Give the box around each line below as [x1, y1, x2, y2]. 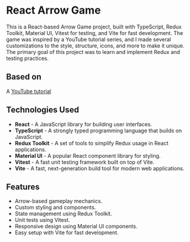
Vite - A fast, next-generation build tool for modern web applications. [14, 164, 185, 172]
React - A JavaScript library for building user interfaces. [14, 120, 153, 128]
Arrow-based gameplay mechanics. [14, 198, 103, 205]
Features [6, 181, 40, 192]
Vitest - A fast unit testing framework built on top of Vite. [14, 158, 154, 165]
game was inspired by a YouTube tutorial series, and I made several [6, 36, 171, 43]
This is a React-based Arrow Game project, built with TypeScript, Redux [6, 23, 182, 30]
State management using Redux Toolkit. [14, 210, 113, 217]
